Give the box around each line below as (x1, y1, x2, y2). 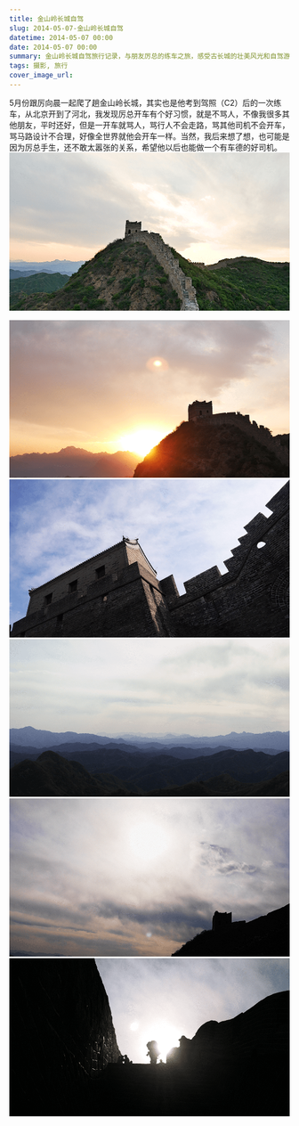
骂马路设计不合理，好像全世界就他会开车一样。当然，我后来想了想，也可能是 (9, 130, 290, 142)
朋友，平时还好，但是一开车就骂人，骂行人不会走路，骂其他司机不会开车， (16, 119, 290, 130)
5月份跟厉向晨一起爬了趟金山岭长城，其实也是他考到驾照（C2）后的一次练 (9, 97, 282, 108)
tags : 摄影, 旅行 (9, 61, 69, 70)
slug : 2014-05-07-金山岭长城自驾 (9, 23, 124, 33)
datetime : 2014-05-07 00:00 (9, 33, 114, 42)
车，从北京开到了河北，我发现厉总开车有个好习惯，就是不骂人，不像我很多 (9, 108, 282, 119)
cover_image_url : (9, 71, 74, 80)
